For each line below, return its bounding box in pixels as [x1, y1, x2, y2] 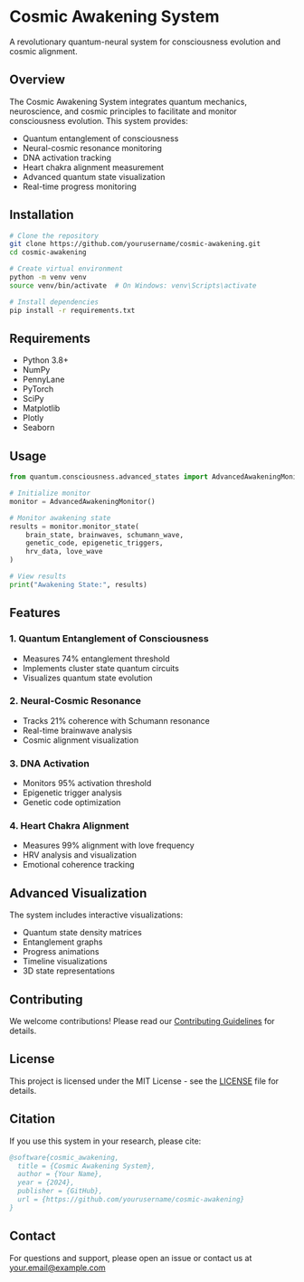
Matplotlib [22, 403, 61, 413]
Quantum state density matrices [22, 927, 142, 938]
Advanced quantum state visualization [22, 171, 166, 182]
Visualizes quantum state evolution [22, 672, 153, 683]
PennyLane [22, 374, 65, 385]
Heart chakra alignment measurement [22, 161, 165, 173]
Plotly [22, 413, 44, 423]
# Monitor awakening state [9, 513, 111, 522]
